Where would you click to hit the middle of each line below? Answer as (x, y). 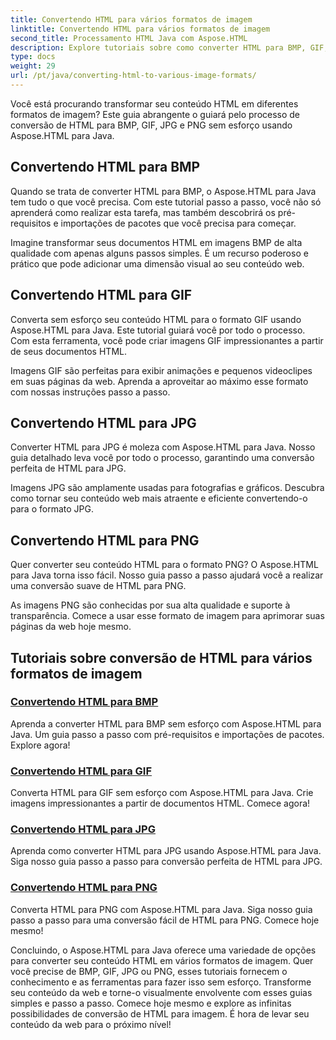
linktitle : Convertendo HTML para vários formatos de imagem (140, 29)
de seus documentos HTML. (68, 351)
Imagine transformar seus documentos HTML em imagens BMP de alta (156, 242)
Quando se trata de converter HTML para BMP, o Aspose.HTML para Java (163, 191)
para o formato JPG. (52, 509)
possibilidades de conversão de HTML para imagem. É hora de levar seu (160, 1013)
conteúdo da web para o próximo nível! (91, 1024)
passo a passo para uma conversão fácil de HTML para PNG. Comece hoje (165, 920)
